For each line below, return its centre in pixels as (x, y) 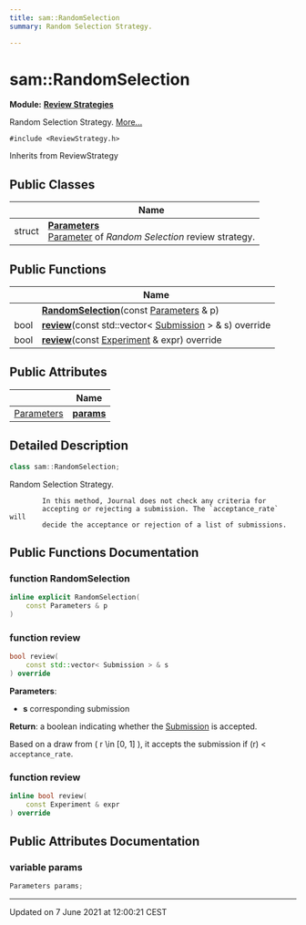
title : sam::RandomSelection (65, 18)
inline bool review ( (49, 797)
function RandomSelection (70, 578)
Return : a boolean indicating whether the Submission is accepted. (133, 726)
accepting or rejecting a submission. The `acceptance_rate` (161, 509)
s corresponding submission (76, 708)
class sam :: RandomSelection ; (65, 467)
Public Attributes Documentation (105, 842)
